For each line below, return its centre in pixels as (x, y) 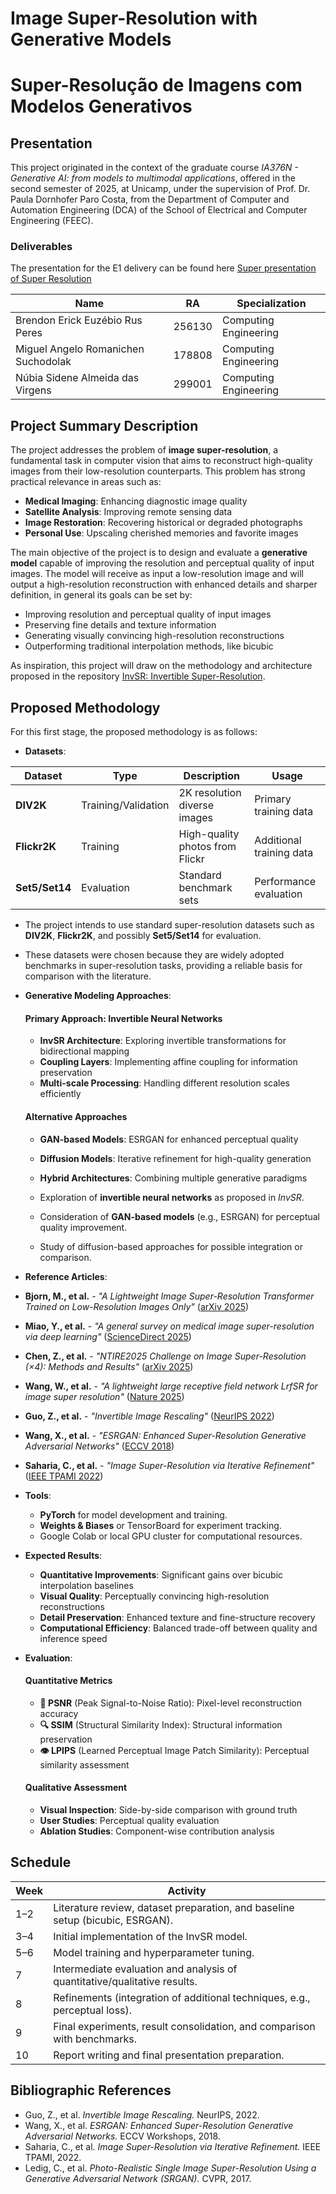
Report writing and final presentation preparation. (169, 2055)
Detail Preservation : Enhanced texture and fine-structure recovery (177, 1617)
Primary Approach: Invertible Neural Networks (123, 1018)
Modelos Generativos (101, 106)
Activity (187, 1890)
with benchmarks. (95, 2039)
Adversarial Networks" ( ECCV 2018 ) (99, 1446)
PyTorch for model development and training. (133, 1514)
